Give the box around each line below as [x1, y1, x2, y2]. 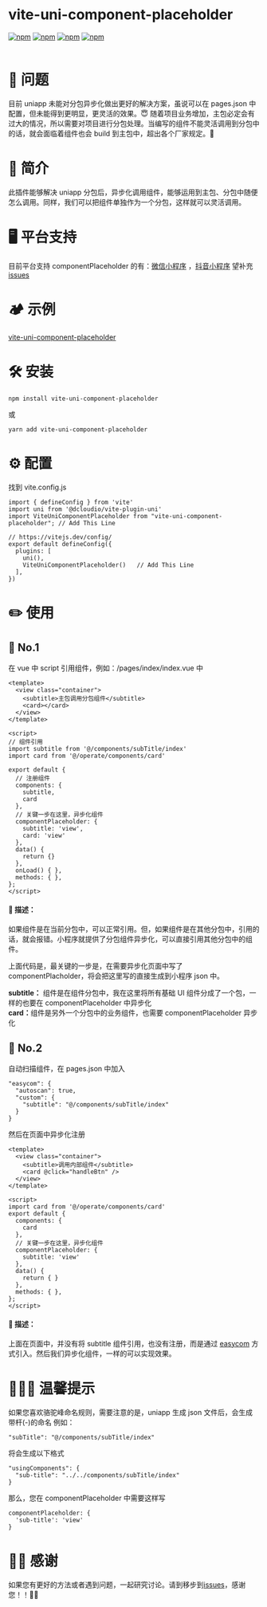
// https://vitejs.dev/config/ [8, 532, 112, 541]
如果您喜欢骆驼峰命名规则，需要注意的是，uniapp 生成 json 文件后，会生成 [8, 1407, 253, 1416]
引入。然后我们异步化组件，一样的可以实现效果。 [14, 1349, 176, 1358]
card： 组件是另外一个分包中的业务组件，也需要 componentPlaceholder [8, 1008, 241, 1017]
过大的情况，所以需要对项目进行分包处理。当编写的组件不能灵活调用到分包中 [8, 118, 260, 128]
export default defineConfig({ [8, 540, 112, 548]
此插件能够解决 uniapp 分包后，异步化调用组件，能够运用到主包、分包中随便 [8, 187, 258, 197]
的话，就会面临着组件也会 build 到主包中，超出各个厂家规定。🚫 [8, 128, 215, 138]
